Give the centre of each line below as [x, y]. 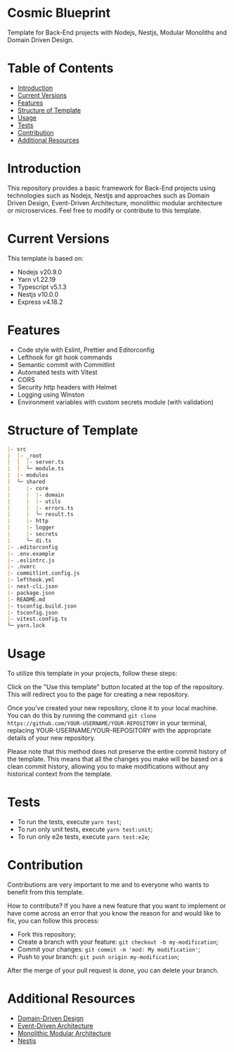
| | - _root [25, 456]
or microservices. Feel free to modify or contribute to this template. [104, 210]
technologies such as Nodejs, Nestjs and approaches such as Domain [109, 195]
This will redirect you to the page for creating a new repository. [98, 695]
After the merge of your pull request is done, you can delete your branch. [113, 970]
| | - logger [31, 528]
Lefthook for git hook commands [65, 357]
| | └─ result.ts [40, 515]
